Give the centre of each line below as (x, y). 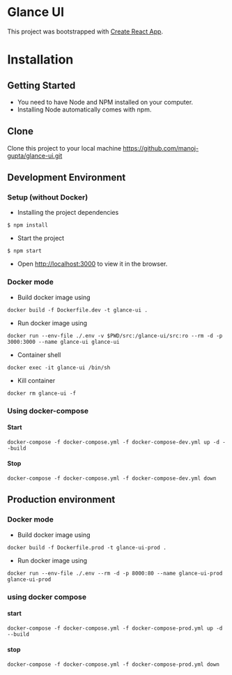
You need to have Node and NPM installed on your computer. (105, 102)
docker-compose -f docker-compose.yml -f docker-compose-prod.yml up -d (115, 628)
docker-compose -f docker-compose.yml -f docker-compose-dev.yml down (112, 478)
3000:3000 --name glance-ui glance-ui (63, 342)
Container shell (39, 355)
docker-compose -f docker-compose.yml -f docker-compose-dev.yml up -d (113, 442)
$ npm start (24, 251)
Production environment (61, 500)
